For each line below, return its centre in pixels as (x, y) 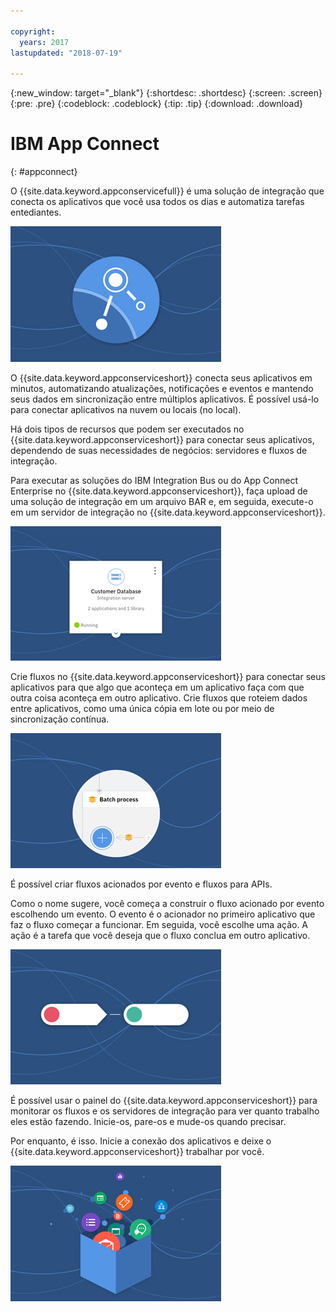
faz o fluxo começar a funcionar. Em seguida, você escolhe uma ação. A (159, 925)
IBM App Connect (85, 144)
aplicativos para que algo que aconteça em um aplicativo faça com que (157, 687)
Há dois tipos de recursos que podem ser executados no (127, 429)
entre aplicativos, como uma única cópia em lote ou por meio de (142, 709)
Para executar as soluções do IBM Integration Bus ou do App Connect (154, 481)
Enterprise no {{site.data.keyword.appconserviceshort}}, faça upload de (159, 491)
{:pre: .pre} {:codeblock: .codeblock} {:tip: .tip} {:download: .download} (156, 104)
